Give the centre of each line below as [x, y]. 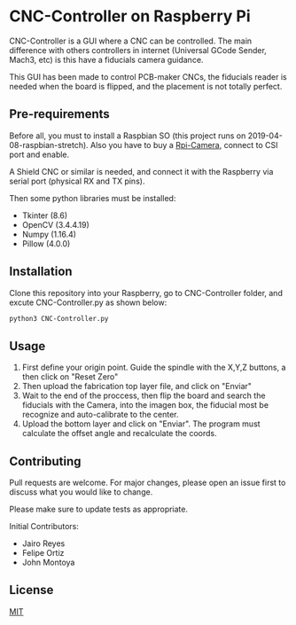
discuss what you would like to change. [81, 492]
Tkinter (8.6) [45, 215]
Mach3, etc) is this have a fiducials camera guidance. [106, 59]
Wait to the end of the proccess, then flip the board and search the [144, 395]
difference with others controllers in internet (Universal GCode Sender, [138, 50]
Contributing [45, 461]
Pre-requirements [60, 114]
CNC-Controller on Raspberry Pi [130, 16]
